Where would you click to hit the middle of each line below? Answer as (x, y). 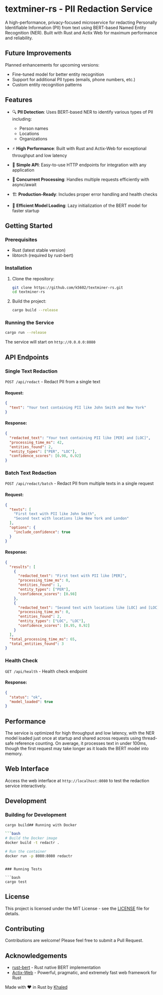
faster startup (26, 210)
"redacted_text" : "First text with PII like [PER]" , (72, 576)
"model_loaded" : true (31, 702)
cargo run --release (26, 333)
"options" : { (23, 528)
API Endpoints (27, 357)
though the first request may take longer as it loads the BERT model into (77, 749)
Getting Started (29, 226)
